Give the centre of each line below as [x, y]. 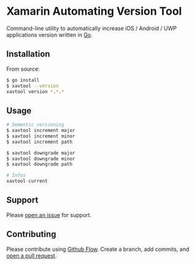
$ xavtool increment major [41, 131]
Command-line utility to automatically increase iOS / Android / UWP [91, 28]
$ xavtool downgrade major [41, 153]
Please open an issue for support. [49, 215]
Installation [28, 54]
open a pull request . [32, 255]
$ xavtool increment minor [41, 136]
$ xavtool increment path [39, 142]
